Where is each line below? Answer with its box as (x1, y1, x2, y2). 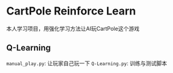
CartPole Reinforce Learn (6, 4, 137, 18)
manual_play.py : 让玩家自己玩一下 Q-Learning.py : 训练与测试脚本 (6, 59, 168, 67)
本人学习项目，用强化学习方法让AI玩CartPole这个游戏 (6, 25, 140, 32)
